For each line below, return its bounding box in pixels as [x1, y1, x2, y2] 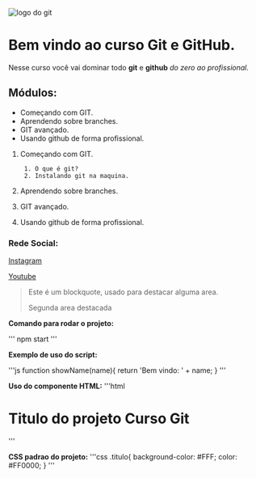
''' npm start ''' [8, 334, 58, 344]
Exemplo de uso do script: [8, 350, 98, 360]
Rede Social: [8, 237, 59, 248]
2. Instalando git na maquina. [23, 171, 129, 180]
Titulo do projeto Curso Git [8, 409, 190, 428]
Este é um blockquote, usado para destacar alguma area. [27, 287, 219, 297]
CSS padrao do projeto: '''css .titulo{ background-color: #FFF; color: [8, 451, 238, 461]
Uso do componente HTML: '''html [8, 381, 125, 391]
